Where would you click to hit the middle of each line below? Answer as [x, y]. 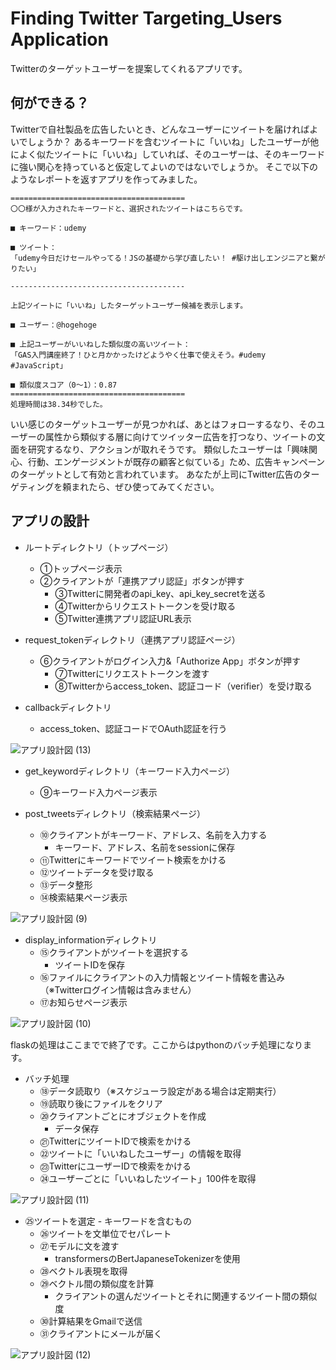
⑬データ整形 [66, 884]
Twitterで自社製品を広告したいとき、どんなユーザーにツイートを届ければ [160, 129]
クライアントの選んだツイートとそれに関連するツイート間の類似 [186, 1296]
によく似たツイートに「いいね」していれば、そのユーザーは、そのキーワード [168, 154]
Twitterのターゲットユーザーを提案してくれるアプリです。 [129, 68]
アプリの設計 [50, 521]
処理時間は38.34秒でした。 [59, 404]
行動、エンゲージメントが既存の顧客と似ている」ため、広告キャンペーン [176, 461]
